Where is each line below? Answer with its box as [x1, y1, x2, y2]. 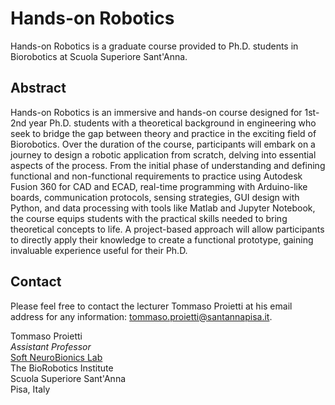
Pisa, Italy [10, 383, 51, 395]
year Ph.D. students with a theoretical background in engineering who [28, 117, 317, 129]
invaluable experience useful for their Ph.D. [10, 244, 188, 256]
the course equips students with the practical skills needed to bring [10, 212, 288, 224]
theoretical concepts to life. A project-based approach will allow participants [10, 223, 325, 235]
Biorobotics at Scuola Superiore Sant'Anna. [10, 50, 188, 62]
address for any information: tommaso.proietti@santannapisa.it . [10, 310, 273, 322]
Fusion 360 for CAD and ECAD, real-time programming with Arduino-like [10, 180, 308, 192]
